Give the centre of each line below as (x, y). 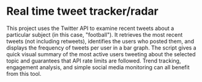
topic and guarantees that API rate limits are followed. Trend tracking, (94, 61)
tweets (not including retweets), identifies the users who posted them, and (100, 41)
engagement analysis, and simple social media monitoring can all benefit (98, 67)
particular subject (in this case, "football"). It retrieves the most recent (95, 34)
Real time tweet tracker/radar (82, 11)
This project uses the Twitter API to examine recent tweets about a (90, 28)
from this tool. (24, 73)
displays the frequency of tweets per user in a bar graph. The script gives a (102, 48)
